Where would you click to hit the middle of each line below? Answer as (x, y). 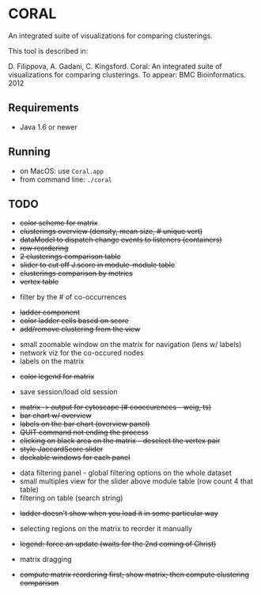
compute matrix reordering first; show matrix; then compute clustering (134, 574)
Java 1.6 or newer (48, 126)
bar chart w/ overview (56, 416)
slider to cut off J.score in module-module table (97, 265)
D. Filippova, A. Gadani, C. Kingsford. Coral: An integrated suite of (115, 66)
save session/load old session (68, 392)
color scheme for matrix (59, 223)
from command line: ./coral (66, 179)
